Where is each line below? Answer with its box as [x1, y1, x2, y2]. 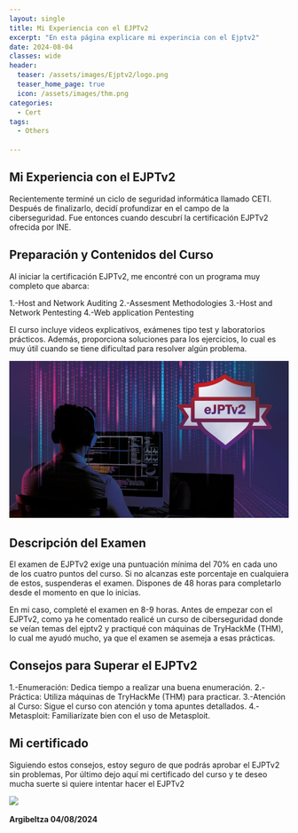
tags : [9, 117, 29, 126]
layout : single [9, 14, 66, 23]
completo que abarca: [9, 280, 90, 291]
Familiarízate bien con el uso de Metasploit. [51, 710, 211, 720]
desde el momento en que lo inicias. [9, 587, 142, 598]
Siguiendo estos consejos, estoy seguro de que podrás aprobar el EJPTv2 [9, 759, 280, 770]
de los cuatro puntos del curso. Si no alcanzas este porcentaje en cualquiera [9, 569, 289, 579]
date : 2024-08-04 [9, 43, 74, 51]
